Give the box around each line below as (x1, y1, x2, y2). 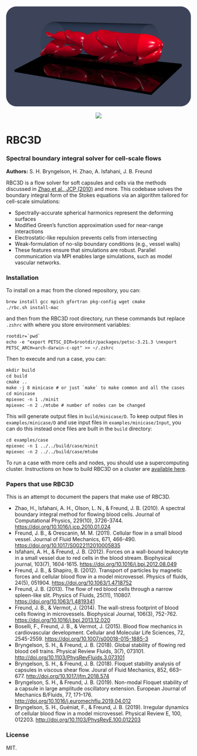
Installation (6, 273, 39, 282)
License (6, 731, 29, 739)
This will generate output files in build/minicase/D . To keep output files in (6, 412, 184, 419)
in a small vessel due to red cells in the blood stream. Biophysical (14, 555, 172, 562)
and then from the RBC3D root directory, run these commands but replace (6, 314, 185, 322)
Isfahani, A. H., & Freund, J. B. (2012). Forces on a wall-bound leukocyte (14, 548, 189, 555)
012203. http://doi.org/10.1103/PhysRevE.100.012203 (14, 716, 141, 723)
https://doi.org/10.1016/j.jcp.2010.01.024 (14, 524, 111, 531)
